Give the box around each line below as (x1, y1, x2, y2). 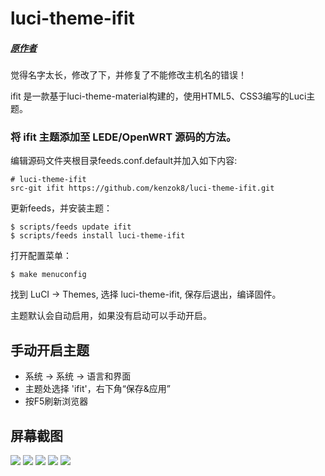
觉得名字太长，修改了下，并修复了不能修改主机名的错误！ (10, 69, 247, 81)
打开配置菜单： (10, 250, 72, 262)
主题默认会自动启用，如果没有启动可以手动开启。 (10, 310, 212, 322)
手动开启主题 (10, 342, 90, 359)
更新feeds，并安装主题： (10, 202, 113, 214)
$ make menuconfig (10, 270, 87, 280)
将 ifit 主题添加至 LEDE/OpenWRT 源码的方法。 (10, 130, 237, 144)
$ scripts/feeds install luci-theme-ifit (10, 231, 186, 241)
